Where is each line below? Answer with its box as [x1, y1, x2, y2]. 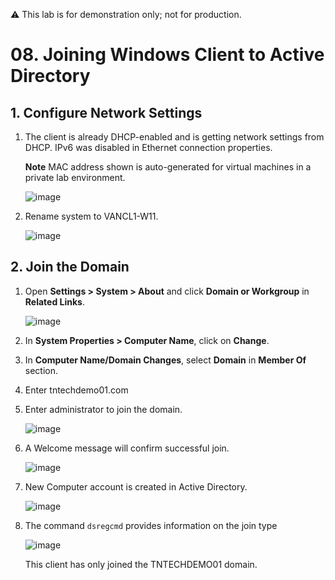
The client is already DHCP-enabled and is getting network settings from [24, 131, 325, 143]
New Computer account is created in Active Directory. [24, 480, 248, 493]
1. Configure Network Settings [10, 104, 203, 121]
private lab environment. [24, 172, 126, 183]
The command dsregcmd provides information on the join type [24, 519, 278, 531]
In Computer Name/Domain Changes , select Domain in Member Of [24, 354, 307, 366]
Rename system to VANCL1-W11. [24, 210, 159, 222]
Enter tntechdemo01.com [24, 384, 129, 396]
